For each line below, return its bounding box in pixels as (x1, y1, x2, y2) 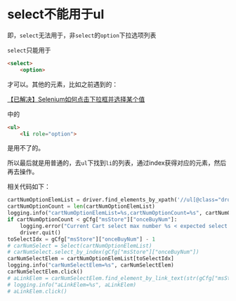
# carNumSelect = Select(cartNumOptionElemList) (7, 242, 152, 249)
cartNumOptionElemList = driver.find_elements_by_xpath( (7, 196, 178, 203)
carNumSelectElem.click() (7, 268, 83, 276)
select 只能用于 (7, 46, 51, 54)
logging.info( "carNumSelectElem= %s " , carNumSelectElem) (7, 262, 174, 269)
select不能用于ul (7, 6, 105, 22)
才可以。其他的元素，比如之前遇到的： (7, 80, 118, 88)
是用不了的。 (7, 144, 44, 152)
